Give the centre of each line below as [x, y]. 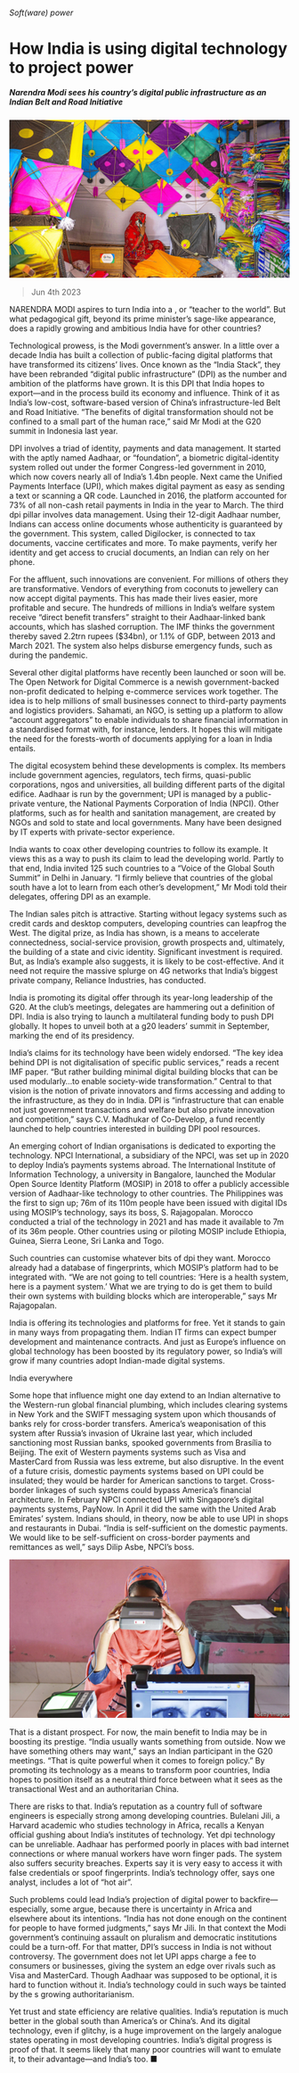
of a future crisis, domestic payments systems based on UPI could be [137, 1472]
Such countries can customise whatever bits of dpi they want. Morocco [140, 1258]
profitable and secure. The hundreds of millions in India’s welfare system [142, 608]
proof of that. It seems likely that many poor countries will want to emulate [145, 2049]
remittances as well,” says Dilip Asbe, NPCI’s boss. [102, 1547]
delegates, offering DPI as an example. [80, 897]
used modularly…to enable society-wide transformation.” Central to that [141, 1082]
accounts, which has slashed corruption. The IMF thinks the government [142, 627]
